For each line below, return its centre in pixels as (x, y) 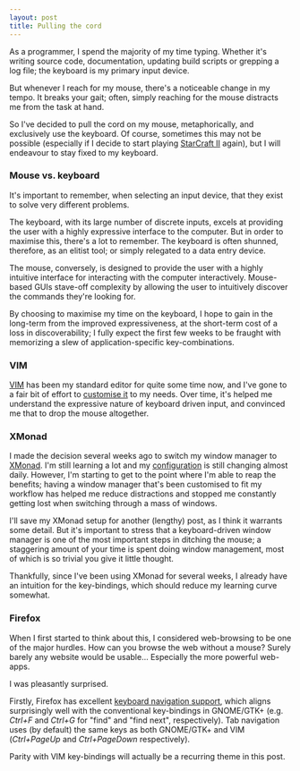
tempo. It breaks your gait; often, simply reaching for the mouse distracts (144, 97)
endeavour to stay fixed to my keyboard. (84, 152)
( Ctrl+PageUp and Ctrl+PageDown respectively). (100, 739)
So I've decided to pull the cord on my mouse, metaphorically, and (132, 124)
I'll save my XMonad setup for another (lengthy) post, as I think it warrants (146, 521)
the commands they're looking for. (73, 296)
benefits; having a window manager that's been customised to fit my (136, 485)
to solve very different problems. (69, 204)
